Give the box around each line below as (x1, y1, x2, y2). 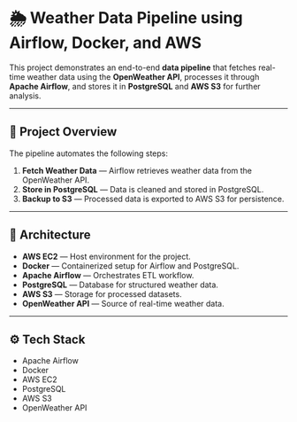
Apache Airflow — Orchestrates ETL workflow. (21, 270, 194, 280)
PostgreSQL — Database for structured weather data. (21, 279, 219, 290)
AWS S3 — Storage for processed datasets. (21, 288, 183, 299)
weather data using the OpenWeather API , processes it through (27, 71, 260, 82)
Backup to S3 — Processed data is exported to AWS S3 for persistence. (21, 193, 285, 204)
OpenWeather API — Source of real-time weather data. (21, 298, 225, 309)
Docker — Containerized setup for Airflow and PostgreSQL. (21, 260, 240, 271)
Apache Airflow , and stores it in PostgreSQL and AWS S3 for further (9, 81, 261, 91)
